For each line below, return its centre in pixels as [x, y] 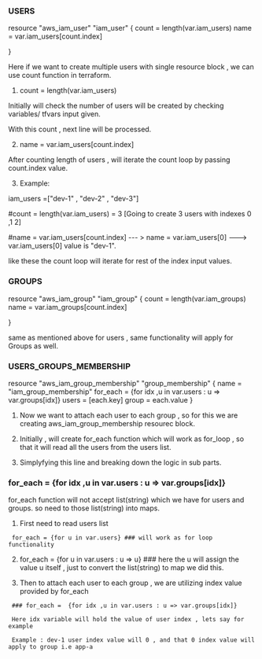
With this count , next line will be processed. [80, 129]
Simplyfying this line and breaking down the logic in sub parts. [120, 462]
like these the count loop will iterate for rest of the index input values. [120, 261]
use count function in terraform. [60, 75]
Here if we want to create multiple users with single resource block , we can [131, 67]
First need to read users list [64, 524]
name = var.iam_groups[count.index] [68, 307]
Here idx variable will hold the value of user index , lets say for [128, 620]
